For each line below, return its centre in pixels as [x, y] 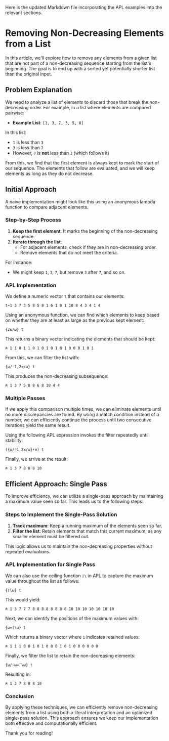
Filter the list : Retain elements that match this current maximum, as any [87, 531]
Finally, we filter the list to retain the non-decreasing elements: [70, 656]
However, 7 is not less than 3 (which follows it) [61, 153]
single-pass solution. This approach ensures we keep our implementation [82, 718]
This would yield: [23, 599]
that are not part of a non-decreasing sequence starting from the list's [78, 63]
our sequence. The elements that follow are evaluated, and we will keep [80, 168]
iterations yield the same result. [38, 425]
